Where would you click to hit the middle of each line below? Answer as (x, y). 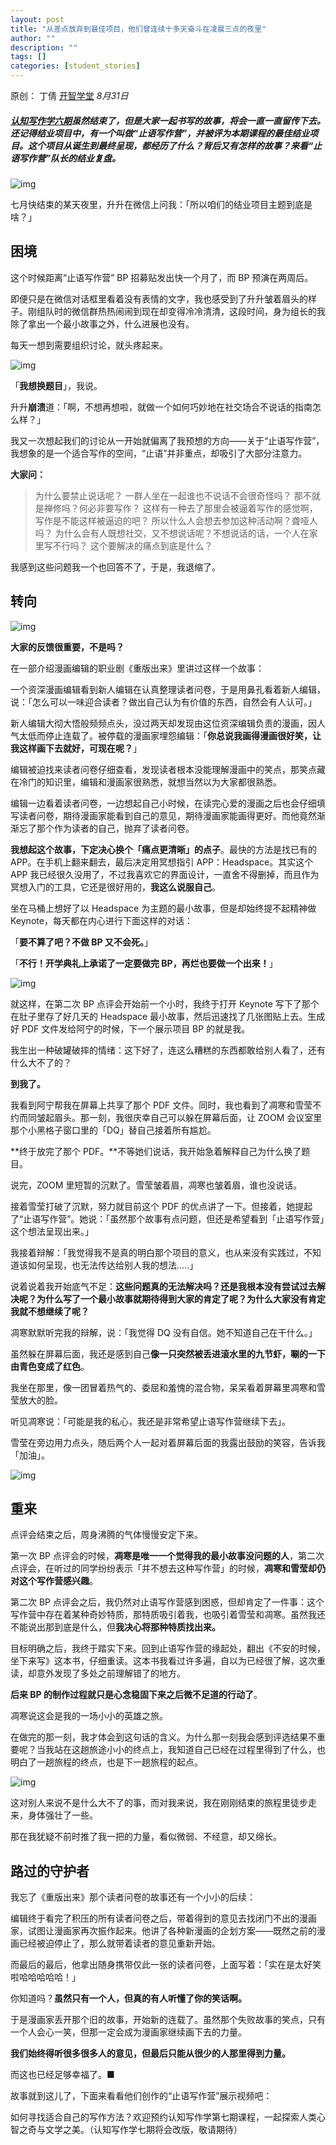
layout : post (37, 19)
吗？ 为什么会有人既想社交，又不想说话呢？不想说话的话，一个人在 (172, 533)
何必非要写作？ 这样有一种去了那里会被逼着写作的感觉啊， (198, 508)
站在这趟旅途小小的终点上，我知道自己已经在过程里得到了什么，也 (189, 1750)
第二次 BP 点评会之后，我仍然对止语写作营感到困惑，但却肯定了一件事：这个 (167, 1602)
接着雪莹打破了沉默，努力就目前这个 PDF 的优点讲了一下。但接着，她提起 (161, 1206)
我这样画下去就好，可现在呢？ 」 (76, 748)
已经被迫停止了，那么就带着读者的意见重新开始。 (119, 1943)
